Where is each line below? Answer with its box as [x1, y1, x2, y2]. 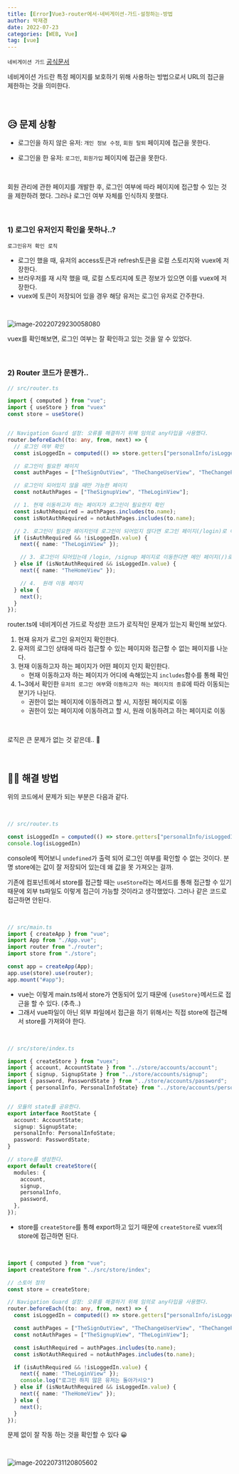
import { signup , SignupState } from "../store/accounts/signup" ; [7, 1071, 208, 1078]
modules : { [14, 1169, 46, 1176]
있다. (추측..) [46, 999, 81, 1007]
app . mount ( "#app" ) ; [7, 976, 65, 984]
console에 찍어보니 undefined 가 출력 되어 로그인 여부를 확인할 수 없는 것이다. [7, 853, 222, 862]
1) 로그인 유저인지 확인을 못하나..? [7, 225, 116, 234]
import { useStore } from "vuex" [7, 404, 107, 411]
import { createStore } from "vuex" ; [7, 1058, 119, 1065]
